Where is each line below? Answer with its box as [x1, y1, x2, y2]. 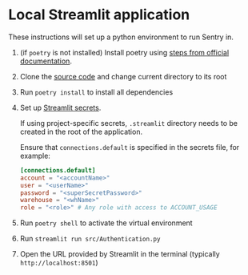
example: [19, 151, 50, 160]
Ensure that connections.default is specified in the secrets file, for [19, 142, 240, 152]
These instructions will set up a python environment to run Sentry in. [8, 32, 234, 42]
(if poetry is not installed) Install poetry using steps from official [19, 47, 230, 57]
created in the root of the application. [19, 127, 142, 136]
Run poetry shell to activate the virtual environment [19, 218, 194, 228]
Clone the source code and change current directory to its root [19, 71, 227, 81]
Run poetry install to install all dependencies [19, 87, 174, 97]
